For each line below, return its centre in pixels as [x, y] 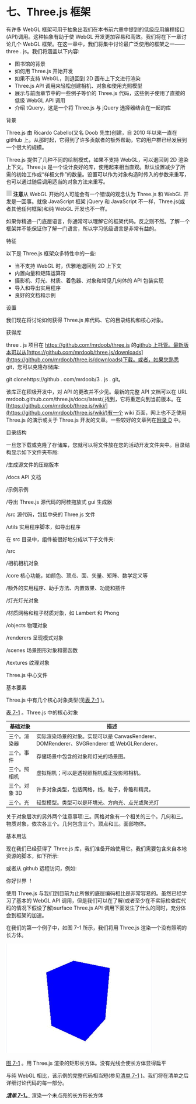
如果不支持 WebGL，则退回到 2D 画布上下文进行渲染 [78, 78]
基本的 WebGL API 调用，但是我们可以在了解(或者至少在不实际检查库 [99, 901]
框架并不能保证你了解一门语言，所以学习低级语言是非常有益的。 [83, 228]
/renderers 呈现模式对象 [35, 638]
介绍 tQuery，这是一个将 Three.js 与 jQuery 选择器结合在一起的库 [92, 107]
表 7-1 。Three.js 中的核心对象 [42, 712]
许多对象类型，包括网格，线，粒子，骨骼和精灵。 [95, 789]
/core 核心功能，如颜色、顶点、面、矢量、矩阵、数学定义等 [77, 575]
